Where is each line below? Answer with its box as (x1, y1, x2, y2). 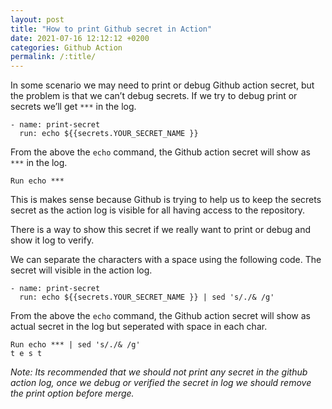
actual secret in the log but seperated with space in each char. (10, 321, 268, 333)
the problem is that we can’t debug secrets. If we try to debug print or (10, 90, 298, 102)
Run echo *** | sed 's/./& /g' (10, 340, 141, 350)
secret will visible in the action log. (10, 264, 153, 276)
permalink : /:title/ (10, 52, 97, 62)
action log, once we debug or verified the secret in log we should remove (10, 377, 312, 389)
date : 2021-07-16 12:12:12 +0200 (10, 33, 150, 43)
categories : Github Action (10, 42, 123, 53)
